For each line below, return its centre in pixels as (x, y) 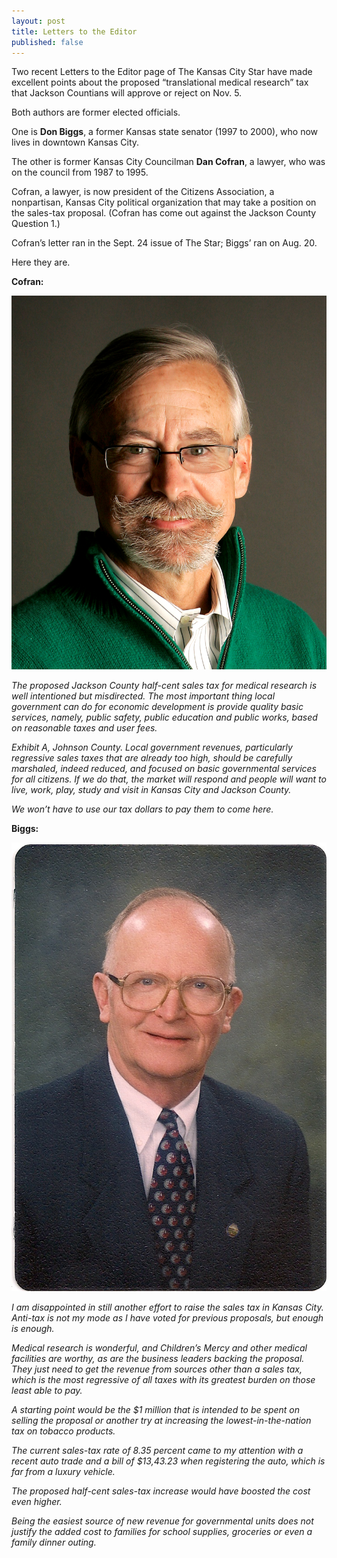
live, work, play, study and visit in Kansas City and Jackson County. (151, 790)
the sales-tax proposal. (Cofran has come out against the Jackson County (164, 213)
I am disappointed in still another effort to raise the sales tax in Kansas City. (167, 1307)
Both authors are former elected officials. (96, 112)
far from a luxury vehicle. (63, 1471)
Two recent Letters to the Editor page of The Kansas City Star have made (162, 72)
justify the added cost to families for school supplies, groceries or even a (162, 1531)
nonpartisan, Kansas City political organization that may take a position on (164, 202)
